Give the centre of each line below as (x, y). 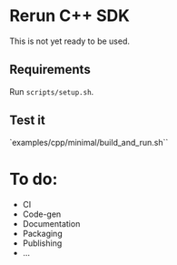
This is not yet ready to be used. (69, 41)
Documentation (51, 223)
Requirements (50, 70)
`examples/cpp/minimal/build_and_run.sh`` (89, 142)
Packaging (42, 233)
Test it (27, 121)
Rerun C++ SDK (69, 16)
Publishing (42, 243)
